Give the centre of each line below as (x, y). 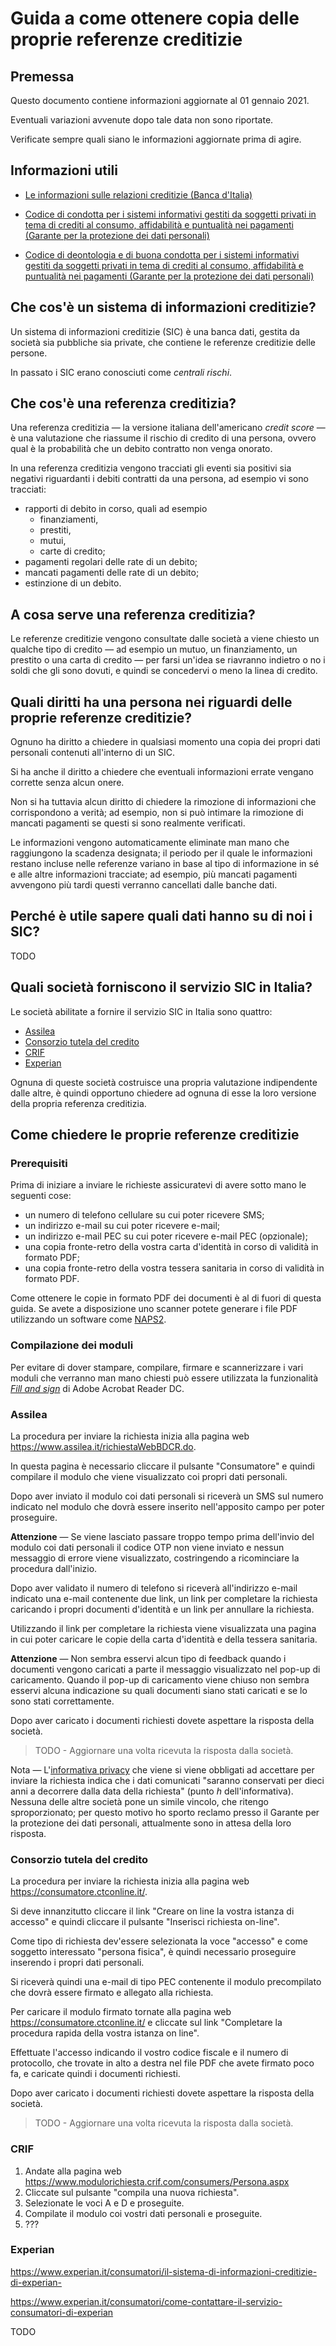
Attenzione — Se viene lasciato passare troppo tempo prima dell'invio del (162, 1536)
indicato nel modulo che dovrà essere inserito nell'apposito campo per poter (167, 1506)
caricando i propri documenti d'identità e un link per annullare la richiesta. (162, 1609)
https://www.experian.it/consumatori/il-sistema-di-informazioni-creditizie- (164, 2271)
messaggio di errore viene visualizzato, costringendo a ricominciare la (155, 1558)
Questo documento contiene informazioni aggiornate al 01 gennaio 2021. (160, 100)
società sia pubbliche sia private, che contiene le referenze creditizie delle (163, 342)
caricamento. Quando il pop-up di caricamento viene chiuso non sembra (160, 1679)
